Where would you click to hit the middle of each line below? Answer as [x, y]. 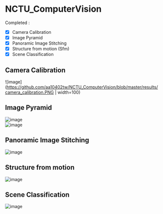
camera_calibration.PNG [30, 92]
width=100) [69, 92]
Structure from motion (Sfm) [41, 49]
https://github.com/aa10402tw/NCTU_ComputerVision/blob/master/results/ [82, 87]
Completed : [18, 23]
